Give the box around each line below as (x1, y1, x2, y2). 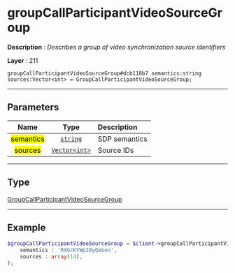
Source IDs (97, 145, 134, 155)
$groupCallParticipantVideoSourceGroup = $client (7, 240, 155, 247)
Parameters (7, 101, 59, 113)
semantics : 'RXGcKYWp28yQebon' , (20, 246, 117, 254)
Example (7, 221, 46, 233)
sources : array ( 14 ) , (20, 253, 83, 260)
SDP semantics (97, 134, 148, 144)
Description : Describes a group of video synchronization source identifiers (7, 43, 226, 51)
